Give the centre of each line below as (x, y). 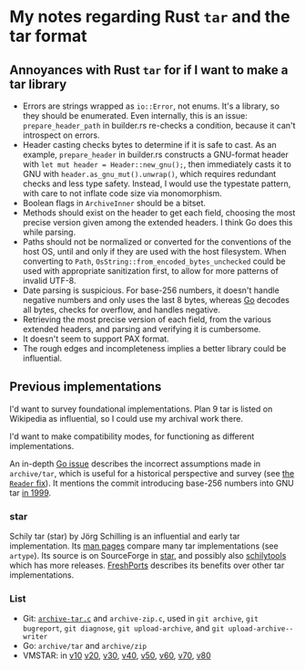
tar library (38, 84)
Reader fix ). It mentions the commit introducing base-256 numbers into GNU (152, 483)
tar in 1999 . (30, 492)
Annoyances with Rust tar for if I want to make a (149, 70)
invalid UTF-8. (49, 281)
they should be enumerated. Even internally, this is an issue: (135, 115)
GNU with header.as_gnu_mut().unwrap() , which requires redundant (149, 174)
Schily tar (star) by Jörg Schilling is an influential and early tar (125, 537)
